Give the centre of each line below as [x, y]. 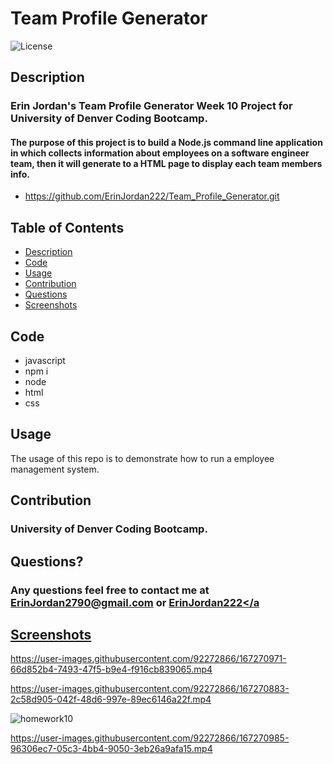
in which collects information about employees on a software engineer [160, 153]
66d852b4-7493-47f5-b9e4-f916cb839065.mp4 [111, 669]
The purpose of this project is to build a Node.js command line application [166, 142]
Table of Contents [67, 227]
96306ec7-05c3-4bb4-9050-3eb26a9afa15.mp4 [111, 749]
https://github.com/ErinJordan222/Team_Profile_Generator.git [152, 196]
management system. [55, 469]
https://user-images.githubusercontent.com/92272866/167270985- [150, 738]
